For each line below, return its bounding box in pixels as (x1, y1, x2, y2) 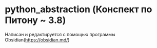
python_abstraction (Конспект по (5, 4, 152, 15)
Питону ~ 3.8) (5, 14, 66, 26)
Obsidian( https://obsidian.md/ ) (5, 37, 70, 43)
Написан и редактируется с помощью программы (5, 31, 115, 37)
